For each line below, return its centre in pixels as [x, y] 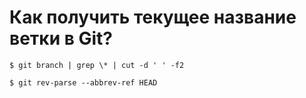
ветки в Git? [61, 38]
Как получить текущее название [153, 17]
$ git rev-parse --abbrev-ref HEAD [83, 82]
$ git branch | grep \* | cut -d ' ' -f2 [97, 65]
